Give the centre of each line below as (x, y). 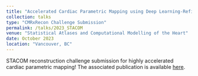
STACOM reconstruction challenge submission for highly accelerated (90, 61)
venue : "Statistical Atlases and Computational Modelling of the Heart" (97, 33)
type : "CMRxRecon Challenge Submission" (57, 22)
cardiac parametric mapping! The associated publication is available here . (96, 67)
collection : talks (29, 17)
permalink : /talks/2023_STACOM (44, 28)
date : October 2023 (30, 39)
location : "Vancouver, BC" (39, 44)
